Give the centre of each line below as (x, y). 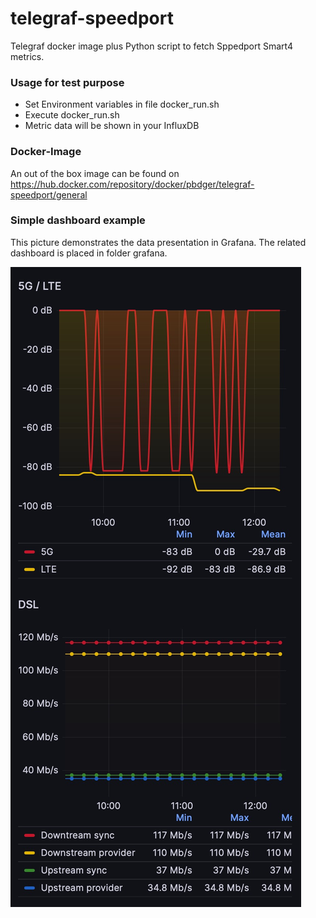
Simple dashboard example (78, 220)
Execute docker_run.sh (72, 115)
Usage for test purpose (67, 82)
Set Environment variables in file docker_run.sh (122, 104)
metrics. (27, 56)
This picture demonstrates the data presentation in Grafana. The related (158, 242)
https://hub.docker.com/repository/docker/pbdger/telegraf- (132, 184)
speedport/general (49, 194)
